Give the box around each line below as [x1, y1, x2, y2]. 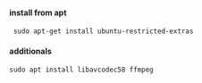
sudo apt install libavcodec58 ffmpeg [9, 65, 154, 75]
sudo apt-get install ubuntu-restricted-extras [13, 27, 194, 36]
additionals [9, 46, 52, 56]
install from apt [9, 7, 67, 18]
